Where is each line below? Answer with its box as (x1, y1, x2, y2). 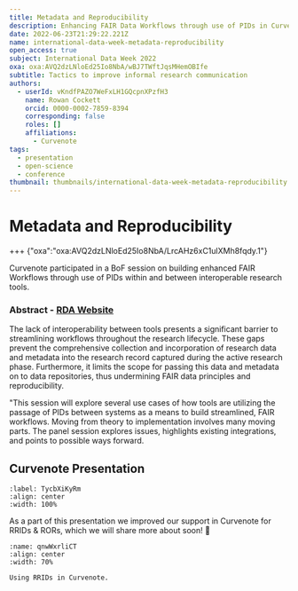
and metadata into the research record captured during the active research (9, 352, 284, 363)
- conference (17, 169, 66, 178)
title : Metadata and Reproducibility (9, 12, 149, 22)
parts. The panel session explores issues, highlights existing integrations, (9, 426, 277, 437)
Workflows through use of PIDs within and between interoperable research (9, 272, 282, 283)
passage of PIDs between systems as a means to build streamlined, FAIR (9, 407, 275, 418)
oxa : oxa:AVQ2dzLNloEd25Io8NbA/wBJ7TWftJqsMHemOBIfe (9, 63, 208, 72)
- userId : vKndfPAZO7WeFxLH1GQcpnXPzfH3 (17, 87, 169, 96)
